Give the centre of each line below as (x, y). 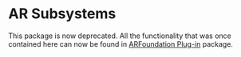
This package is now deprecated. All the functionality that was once (120, 36)
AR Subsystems (62, 14)
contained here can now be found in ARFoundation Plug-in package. (121, 44)
